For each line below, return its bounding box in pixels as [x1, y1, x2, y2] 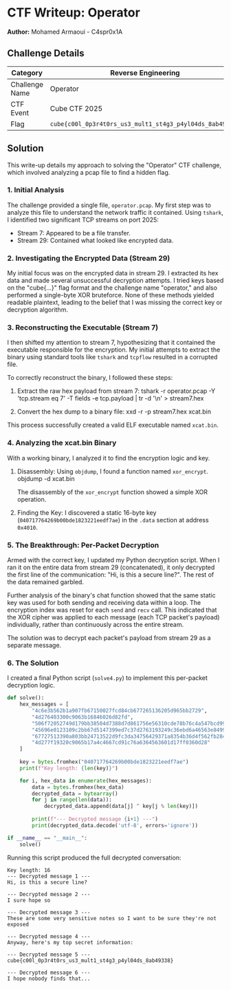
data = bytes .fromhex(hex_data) [32, 783, 125, 791]
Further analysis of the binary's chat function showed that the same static [7, 591, 216, 599]
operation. [16, 495, 47, 503]
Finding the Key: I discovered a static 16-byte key [16, 508, 157, 517]
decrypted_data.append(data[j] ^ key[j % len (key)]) [43, 803, 198, 810]
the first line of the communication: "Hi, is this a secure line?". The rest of [7, 571, 214, 579]
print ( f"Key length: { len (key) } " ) [19, 765, 118, 772]
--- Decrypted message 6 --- [7, 969, 91, 976]
